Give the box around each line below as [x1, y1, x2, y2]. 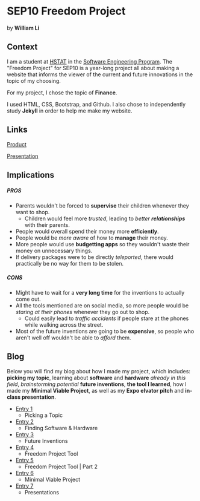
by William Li [7, 24, 40, 31]
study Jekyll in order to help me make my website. [7, 107, 133, 114]
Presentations [24, 488, 60, 496]
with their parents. [24, 221, 70, 228]
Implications [7, 169, 55, 180]
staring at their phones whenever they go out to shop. [15, 308, 150, 315]
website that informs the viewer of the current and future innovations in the [7, 71, 193, 78]
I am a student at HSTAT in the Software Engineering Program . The [7, 57, 172, 65]
